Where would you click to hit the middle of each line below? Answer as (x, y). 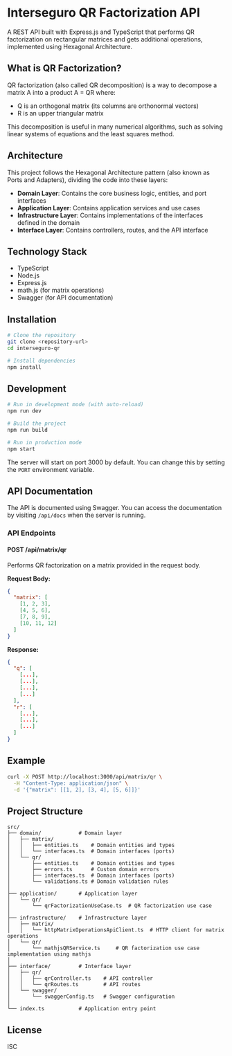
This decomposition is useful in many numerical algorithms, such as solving (115, 127)
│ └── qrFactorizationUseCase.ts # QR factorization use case (110, 906)
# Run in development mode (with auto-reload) (75, 405)
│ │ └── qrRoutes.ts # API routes (74, 985)
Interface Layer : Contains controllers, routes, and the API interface (113, 230)
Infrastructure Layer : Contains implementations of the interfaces (110, 215)
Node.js (28, 275)
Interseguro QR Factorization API (104, 13)
